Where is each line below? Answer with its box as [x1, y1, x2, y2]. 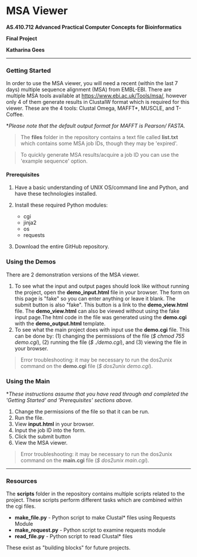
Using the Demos [6, 258, 56, 266]
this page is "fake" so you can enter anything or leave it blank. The [14, 295, 176, 302]
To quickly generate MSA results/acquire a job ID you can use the [20, 151, 179, 158]
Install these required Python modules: [14, 201, 108, 209]
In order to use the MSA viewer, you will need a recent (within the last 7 [6, 80, 178, 87]
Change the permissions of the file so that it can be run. [14, 408, 150, 415]
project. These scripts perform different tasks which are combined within [6, 497, 183, 504]
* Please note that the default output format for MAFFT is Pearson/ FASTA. [6, 122, 186, 130]
